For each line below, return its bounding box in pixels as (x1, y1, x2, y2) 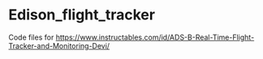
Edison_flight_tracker (8, 6, 156, 24)
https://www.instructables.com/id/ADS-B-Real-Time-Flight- (55, 32, 255, 42)
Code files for (8, 32, 54, 42)
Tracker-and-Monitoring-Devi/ (8, 40, 110, 50)
